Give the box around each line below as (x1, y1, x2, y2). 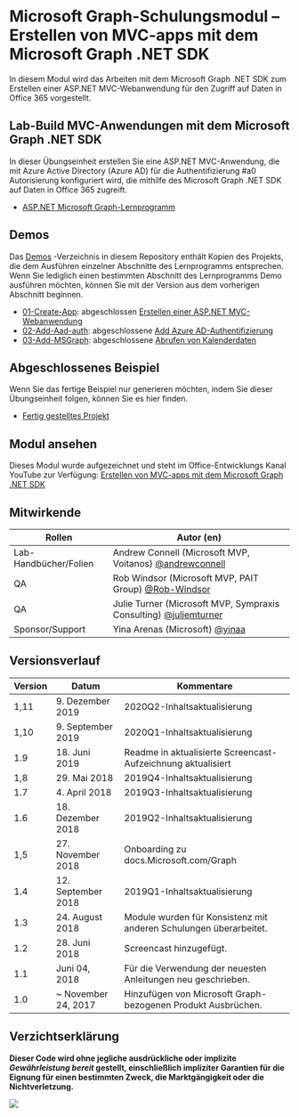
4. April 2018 (56, 786, 112, 798)
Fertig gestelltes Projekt (21, 411, 109, 421)
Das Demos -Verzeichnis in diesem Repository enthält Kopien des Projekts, (9, 251, 284, 262)
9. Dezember (56, 695, 110, 707)
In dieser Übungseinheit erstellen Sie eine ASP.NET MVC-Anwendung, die (9, 156, 280, 167)
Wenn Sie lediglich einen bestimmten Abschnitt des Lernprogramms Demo (9, 270, 282, 281)
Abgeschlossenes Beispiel (9, 360, 160, 375)
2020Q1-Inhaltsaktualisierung (124, 726, 253, 738)
